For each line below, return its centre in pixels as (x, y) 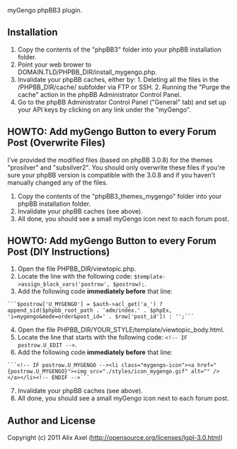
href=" (207, 366)
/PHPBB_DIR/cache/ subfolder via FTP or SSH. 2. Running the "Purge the (124, 87)
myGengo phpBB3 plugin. (45, 10)
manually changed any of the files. (58, 182)
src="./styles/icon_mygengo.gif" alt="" (150, 372)
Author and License (52, 420)
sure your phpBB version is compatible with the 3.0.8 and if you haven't (111, 175)
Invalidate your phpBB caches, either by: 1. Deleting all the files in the (118, 79)
